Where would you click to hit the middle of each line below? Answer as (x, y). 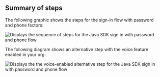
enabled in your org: (26, 54)
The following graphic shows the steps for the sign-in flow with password (79, 20)
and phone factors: (24, 25)
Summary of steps (34, 8)
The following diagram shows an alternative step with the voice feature (77, 49)
